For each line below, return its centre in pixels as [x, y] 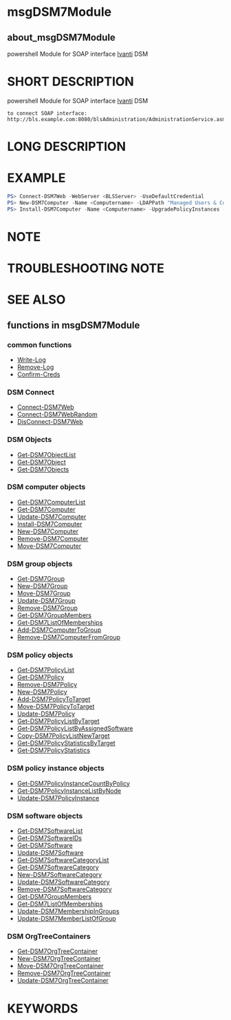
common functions [40, 345]
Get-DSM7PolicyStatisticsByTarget [66, 743]
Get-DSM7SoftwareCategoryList [63, 860]
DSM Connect [31, 392]
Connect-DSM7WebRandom [57, 414]
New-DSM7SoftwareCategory [59, 875]
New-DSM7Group [42, 586]
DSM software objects [45, 816]
